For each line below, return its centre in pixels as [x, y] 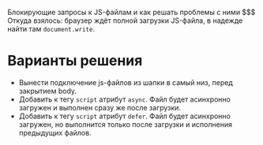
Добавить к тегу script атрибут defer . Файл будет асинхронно [124, 116]
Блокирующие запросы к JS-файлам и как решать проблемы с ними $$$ [131, 12]
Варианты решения [75, 61]
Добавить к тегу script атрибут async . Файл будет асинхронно [124, 99]
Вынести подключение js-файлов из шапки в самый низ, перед [126, 82]
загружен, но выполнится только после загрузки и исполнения [125, 124]
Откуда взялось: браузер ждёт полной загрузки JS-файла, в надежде [125, 20]
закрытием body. [47, 91]
